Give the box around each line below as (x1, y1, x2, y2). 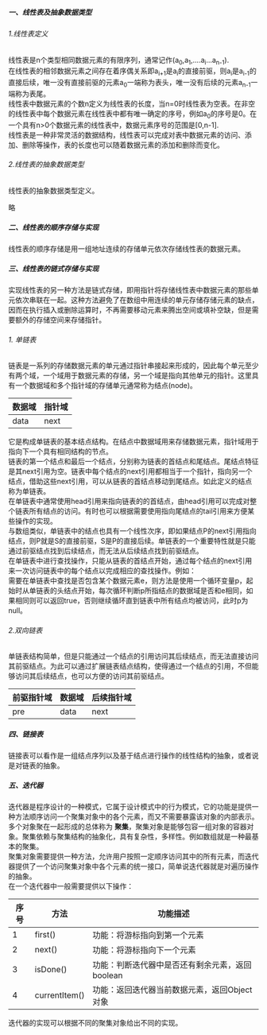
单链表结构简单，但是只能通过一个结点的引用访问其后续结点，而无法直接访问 (8, 652, 259, 661)
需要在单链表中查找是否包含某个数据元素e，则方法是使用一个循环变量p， (8, 576, 246, 586)
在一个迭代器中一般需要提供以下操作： (8, 882, 133, 891)
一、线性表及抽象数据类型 (8, 7, 92, 17)
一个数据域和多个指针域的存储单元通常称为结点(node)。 (14, 381, 197, 390)
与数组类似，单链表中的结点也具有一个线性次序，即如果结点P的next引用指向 (8, 526, 257, 536)
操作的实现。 (14, 517, 57, 526)
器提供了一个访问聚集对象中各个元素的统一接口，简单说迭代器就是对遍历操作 (8, 862, 259, 871)
